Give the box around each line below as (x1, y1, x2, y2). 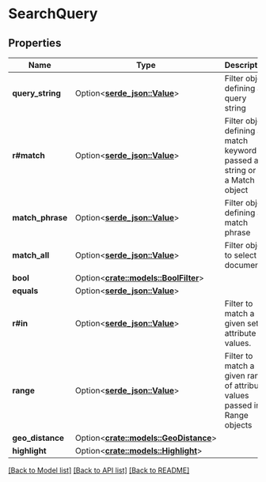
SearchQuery (8, 5, 98, 23)
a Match (224, 175, 255, 186)
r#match (12, 150, 45, 160)
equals (12, 285, 39, 296)
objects (224, 420, 253, 431)
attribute (224, 328, 256, 338)
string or (224, 165, 256, 175)
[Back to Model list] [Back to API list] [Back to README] (8, 465, 190, 475)
